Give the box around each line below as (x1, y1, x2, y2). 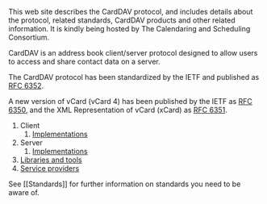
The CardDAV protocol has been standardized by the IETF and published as (8, 73, 260, 81)
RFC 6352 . (8, 81, 44, 90)
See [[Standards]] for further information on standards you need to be (8, 179, 241, 189)
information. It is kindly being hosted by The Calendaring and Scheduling (8, 24, 251, 33)
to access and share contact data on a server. (8, 56, 161, 66)
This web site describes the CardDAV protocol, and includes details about (8, 7, 253, 16)
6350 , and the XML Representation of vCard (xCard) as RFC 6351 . (8, 105, 227, 114)
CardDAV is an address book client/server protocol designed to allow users (8, 48, 258, 57)
